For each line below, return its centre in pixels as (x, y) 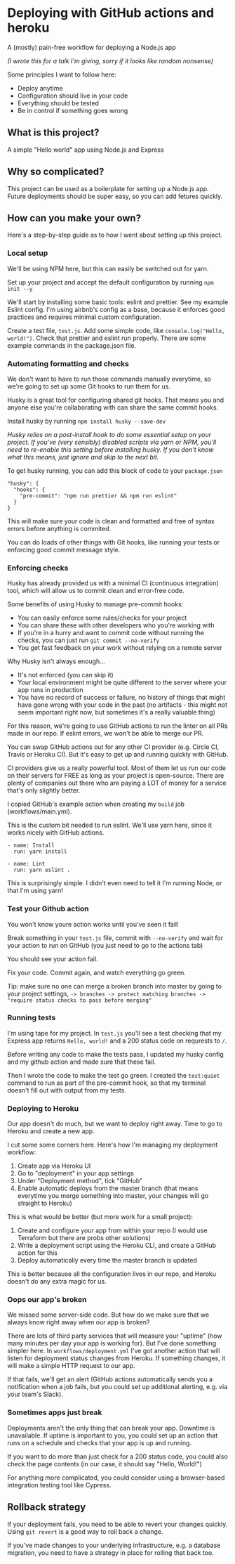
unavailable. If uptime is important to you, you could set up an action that (113, 1435)
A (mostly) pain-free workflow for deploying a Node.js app (92, 47)
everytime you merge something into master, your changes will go (113, 1196)
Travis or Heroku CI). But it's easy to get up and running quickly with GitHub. (118, 755)
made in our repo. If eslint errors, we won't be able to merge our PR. (106, 734)
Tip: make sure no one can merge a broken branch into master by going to (115, 986)
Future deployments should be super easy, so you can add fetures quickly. (115, 196)
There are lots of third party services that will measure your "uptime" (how (115, 1336)
